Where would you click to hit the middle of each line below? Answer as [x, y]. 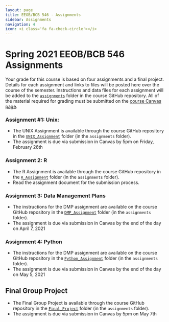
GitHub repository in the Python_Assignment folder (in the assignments [85, 258]
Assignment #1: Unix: [32, 120]
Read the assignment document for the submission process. [76, 182]
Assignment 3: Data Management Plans [55, 196]
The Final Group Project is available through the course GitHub [78, 303]
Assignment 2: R [26, 160]
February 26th [28, 147]
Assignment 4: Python [34, 242]
